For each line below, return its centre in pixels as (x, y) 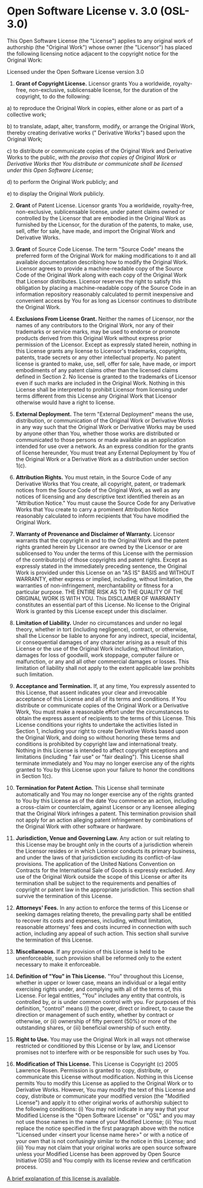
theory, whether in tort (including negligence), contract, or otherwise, (102, 629)
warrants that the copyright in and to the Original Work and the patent (102, 540)
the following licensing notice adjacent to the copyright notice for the (93, 53)
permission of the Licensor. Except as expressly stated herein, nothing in (106, 344)
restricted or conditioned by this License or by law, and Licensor (95, 1046)
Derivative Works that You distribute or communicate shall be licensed (95, 163)
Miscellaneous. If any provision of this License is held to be (90, 951)
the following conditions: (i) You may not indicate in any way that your (102, 1109)
